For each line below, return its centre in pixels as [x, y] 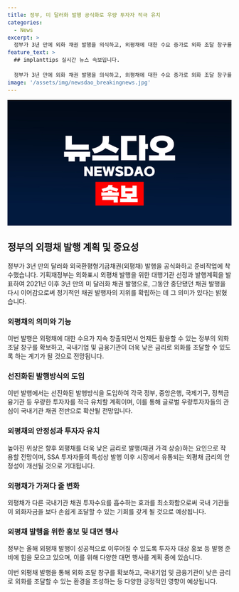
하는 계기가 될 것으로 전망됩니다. [59, 356]
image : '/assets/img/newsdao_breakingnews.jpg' [79, 82]
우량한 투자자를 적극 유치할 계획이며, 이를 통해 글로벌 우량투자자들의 [128, 402]
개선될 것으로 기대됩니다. [60, 465]
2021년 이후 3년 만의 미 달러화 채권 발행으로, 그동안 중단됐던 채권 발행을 [126, 284]
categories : [25, 22]
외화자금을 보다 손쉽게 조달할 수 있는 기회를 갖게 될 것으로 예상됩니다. [110, 511]
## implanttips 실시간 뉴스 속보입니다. [67, 60]
